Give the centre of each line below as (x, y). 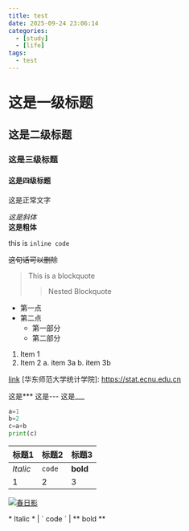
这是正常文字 (29, 200)
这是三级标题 (33, 160)
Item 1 (30, 353)
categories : (28, 31)
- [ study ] (32, 38)
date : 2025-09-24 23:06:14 (53, 23)
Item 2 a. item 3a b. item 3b (65, 362)
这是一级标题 (51, 103)
